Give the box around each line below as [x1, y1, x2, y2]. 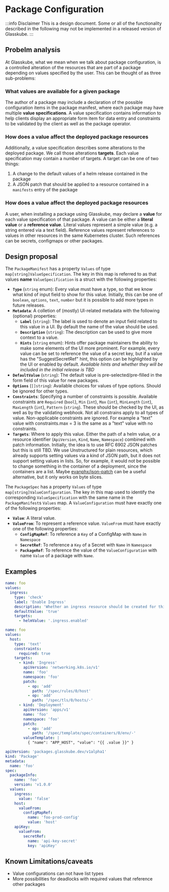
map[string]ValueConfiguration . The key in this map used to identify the [5, 489, 155, 495]
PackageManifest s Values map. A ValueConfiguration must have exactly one [5, 500, 162, 506]
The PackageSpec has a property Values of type [5, 484, 102, 490]
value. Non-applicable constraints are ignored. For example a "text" [12, 415, 152, 421]
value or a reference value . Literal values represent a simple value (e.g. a [5, 221, 157, 228]
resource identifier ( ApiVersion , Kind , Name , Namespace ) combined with [12, 436, 156, 442]
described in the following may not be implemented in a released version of [5, 25, 161, 31]
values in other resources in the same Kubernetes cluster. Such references [5, 232, 160, 238]
